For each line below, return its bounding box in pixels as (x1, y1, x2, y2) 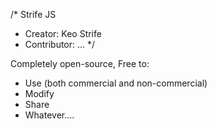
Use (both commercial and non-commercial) (24, 77, 208, 89)
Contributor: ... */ (24, 39, 96, 50)
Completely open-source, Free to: (10, 58, 150, 69)
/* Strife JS (10, 9, 57, 20)
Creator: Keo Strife (24, 28, 102, 39)
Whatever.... (24, 109, 75, 121)
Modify (24, 88, 55, 99)
